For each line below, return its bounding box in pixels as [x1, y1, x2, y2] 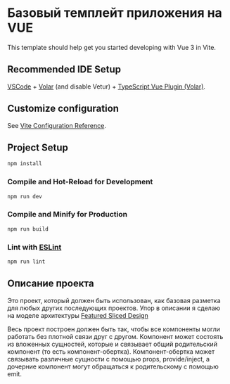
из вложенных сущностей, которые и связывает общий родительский [7, 340, 218, 348]
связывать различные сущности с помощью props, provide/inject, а [7, 354, 210, 363]
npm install [7, 160, 42, 167]
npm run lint [7, 258, 46, 265]
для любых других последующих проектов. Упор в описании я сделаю [7, 304, 221, 312]
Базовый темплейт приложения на [7, 5, 223, 21]
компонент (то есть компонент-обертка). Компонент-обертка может [7, 347, 215, 356]
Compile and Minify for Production [7, 210, 128, 219]
